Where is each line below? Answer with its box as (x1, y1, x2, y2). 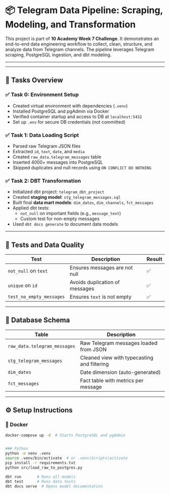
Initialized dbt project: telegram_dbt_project (12, 189, 105, 195)
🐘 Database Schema (5, 316, 70, 325)
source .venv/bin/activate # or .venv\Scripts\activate (5, 455, 128, 461)
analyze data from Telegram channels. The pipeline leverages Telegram (5, 46, 154, 52)
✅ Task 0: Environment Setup (5, 91, 79, 98)
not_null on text (8, 267, 48, 274)
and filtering (80, 360, 109, 367)
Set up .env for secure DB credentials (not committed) (12, 119, 125, 125)
